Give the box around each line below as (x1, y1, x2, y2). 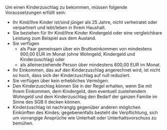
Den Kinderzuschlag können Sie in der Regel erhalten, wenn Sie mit (12, 83, 152, 89)
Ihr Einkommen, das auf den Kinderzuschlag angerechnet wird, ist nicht (12, 67, 160, 73)
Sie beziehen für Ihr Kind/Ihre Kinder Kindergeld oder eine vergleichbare (12, 30, 162, 35)
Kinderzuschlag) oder (20, 56, 65, 62)
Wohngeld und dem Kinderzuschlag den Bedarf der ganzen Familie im (12, 93, 158, 99)
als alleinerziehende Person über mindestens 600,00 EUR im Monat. (20, 62, 161, 67)
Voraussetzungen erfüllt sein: (5, 9, 66, 15)
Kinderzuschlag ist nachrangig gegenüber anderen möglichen (12, 104, 141, 110)
